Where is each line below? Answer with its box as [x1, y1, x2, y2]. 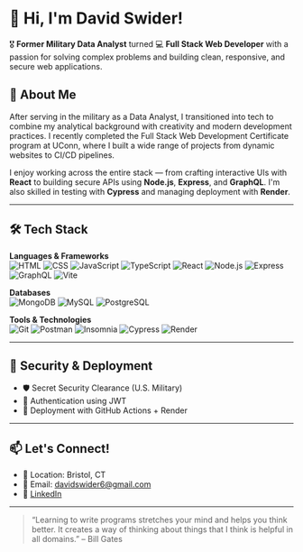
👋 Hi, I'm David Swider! [9, 8, 183, 29]
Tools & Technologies [9, 314, 92, 325]
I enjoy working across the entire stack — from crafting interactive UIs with [9, 167, 288, 178]
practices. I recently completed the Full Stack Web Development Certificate [9, 130, 289, 141]
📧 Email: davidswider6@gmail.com [22, 479, 151, 490]
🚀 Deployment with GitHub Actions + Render [22, 405, 188, 416]
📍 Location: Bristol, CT [22, 469, 106, 481]
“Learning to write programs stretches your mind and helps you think [31, 514, 288, 526]
